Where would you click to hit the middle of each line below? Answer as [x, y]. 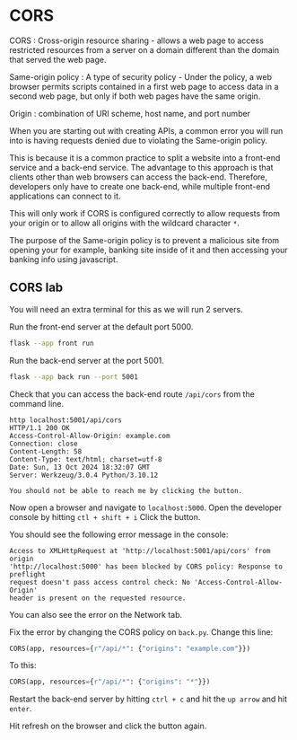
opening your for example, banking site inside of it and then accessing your [149, 250]
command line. [37, 403]
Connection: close [44, 444]
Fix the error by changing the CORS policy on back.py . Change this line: [141, 632]
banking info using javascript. [64, 259]
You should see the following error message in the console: [119, 534]
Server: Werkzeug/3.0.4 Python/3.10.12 [84, 475]
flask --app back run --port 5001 [74, 377]
